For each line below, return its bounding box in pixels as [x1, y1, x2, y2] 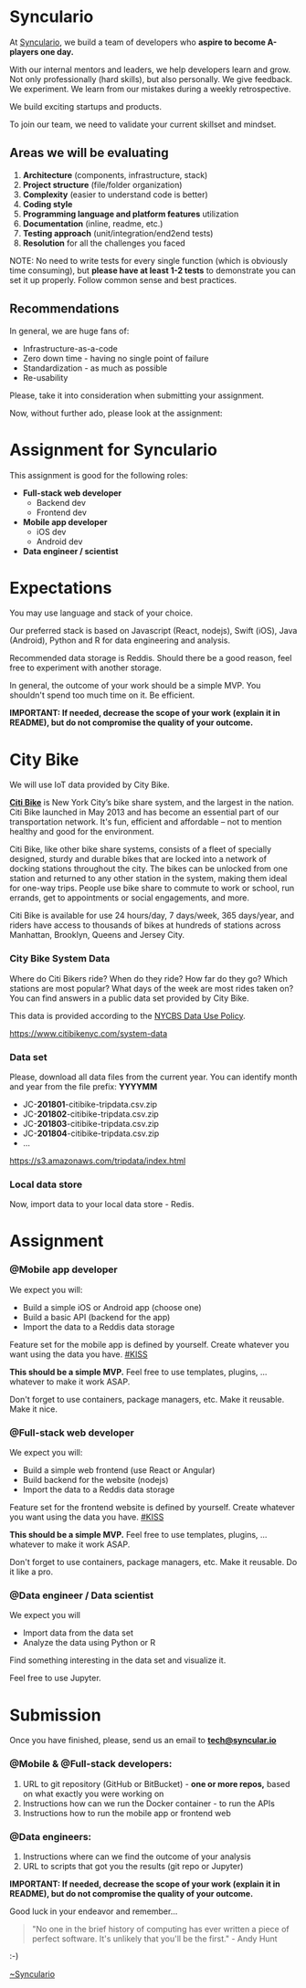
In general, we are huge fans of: [9, 325, 130, 336]
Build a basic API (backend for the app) [22, 1311, 171, 1322]
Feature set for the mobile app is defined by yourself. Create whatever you [9, 1339, 290, 1350]
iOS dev [36, 526, 67, 537]
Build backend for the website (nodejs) [22, 1475, 169, 1486]
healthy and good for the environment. [9, 826, 154, 837]
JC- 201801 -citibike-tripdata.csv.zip [22, 1099, 158, 1110]
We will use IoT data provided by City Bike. [9, 779, 171, 791]
